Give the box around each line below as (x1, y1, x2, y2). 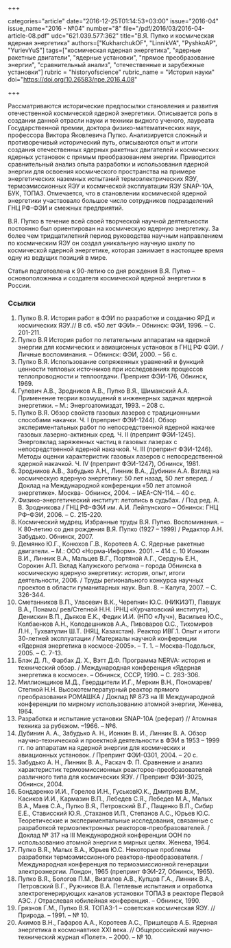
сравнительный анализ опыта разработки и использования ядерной (8, 160, 208, 168)
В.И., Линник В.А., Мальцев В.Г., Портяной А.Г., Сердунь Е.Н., (17, 555, 199, 563)
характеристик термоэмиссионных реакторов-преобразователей (17, 766, 212, 774)
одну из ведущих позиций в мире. (8, 254, 108, 261)
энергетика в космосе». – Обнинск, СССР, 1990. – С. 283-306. (17, 671, 200, 679)
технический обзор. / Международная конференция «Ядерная (17, 664, 202, 672)
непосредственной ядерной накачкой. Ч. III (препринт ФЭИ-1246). (17, 445, 213, 453)
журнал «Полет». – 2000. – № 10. (56, 933, 154, 941)
